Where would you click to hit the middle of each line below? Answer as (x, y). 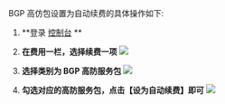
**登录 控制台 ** (52, 33)
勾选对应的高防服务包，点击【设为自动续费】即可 (112, 90)
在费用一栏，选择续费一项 (69, 52)
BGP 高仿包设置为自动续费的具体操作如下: (86, 13)
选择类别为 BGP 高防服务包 (71, 71)
